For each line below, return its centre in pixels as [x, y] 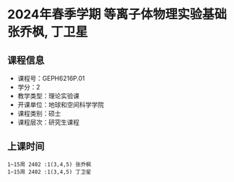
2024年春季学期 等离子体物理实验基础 [117, 14]
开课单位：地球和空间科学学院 [60, 105]
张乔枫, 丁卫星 [48, 32]
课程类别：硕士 [39, 113]
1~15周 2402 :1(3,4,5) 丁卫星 [49, 172]
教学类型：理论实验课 [48, 96]
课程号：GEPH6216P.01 [51, 78]
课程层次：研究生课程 [48, 122]
